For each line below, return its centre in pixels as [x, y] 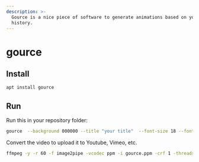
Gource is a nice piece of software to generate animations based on [99, 17]
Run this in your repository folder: [47, 120]
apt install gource [30, 88]
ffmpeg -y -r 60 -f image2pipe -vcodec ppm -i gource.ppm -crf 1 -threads [100, 153]
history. [22, 23]
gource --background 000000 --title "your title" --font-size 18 [91, 131]
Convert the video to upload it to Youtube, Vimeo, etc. [72, 142]
